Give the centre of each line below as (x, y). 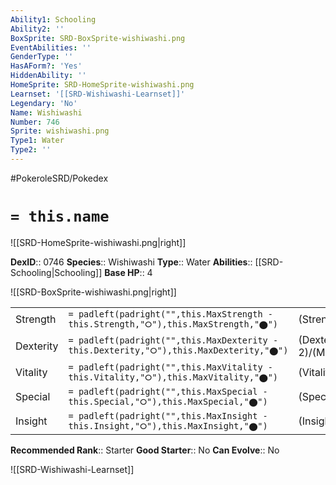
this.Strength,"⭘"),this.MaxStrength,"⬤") (173, 324)
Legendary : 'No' (44, 103)
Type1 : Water (37, 141)
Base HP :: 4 (128, 272)
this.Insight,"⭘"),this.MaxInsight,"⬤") (168, 425)
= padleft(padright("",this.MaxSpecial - (168, 391)
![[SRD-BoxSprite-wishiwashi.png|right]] (93, 292)
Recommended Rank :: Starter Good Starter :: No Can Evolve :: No (145, 450)
